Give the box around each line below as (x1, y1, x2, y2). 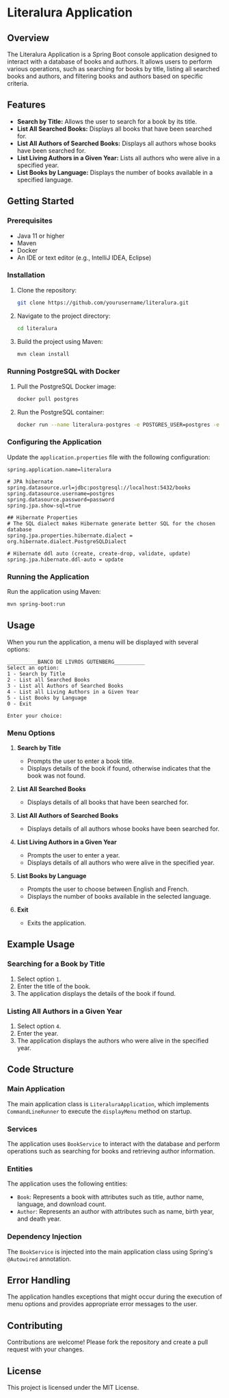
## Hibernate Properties (7, 514, 78, 521)
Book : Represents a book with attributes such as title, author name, (16, 1193, 204, 1201)
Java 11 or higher (16, 232, 65, 240)
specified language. (16, 175, 73, 184)
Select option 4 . (16, 1022, 62, 1030)
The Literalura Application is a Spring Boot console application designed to (7, 50, 217, 58)
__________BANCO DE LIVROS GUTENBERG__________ (7, 658, 146, 665)
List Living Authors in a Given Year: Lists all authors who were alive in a (16, 153, 221, 162)
